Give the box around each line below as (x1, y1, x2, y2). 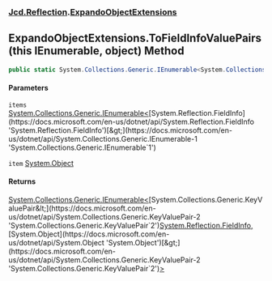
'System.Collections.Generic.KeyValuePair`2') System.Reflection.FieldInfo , (8, 221, 253, 231)
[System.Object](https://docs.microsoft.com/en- (8, 229, 170, 239)
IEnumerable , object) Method (34, 44, 185, 58)
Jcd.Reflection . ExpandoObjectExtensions (8, 6, 177, 18)
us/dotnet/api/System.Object (8, 238, 105, 248)
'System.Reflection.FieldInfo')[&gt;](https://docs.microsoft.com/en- (8, 125, 233, 135)
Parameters (8, 83, 49, 93)
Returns (8, 177, 36, 186)
